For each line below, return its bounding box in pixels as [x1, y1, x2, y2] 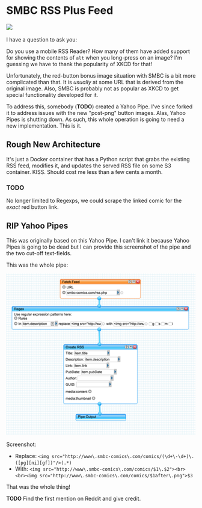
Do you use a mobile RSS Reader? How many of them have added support [6, 48, 191, 55]
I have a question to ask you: [6, 36, 78, 43]
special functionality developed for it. [6, 91, 98, 98]
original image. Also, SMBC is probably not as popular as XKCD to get [6, 85, 179, 92]
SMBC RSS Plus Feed [6, 4, 114, 17]
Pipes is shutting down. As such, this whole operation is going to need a [6, 116, 185, 123]
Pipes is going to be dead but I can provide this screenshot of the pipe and [6, 243, 191, 250]
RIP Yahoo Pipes [6, 221, 69, 231]
